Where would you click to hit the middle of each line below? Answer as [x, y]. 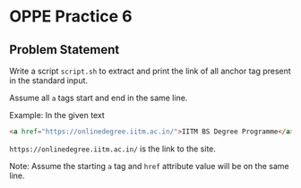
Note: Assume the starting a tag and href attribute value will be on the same [149, 166]
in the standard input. [48, 81]
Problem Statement [64, 50]
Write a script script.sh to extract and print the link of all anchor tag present [150, 71]
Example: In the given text [57, 115]
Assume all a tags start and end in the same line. [99, 98]
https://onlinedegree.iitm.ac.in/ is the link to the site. [113, 149]
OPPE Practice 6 [71, 17]
